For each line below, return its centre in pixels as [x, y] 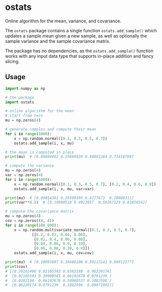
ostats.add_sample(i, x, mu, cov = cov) [54, 253]
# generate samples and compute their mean [51, 129]
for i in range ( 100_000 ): [32, 225]
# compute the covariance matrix [40, 211]
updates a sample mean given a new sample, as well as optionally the [76, 36]
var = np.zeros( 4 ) [24, 175]
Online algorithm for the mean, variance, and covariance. [63, 21]
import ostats [20, 102]
